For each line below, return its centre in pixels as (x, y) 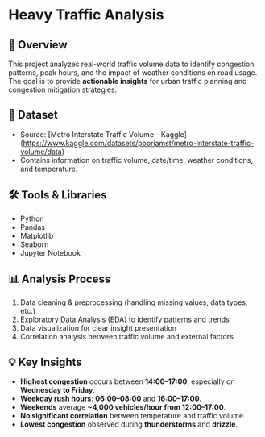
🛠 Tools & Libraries (58, 195)
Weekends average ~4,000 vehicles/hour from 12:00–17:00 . (123, 407)
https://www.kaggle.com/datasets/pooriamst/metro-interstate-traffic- (139, 143)
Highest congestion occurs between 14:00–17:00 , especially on (127, 381)
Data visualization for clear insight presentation (98, 328)
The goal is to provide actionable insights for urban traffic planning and (128, 81)
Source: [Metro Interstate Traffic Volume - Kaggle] (104, 134)
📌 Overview (38, 45)
